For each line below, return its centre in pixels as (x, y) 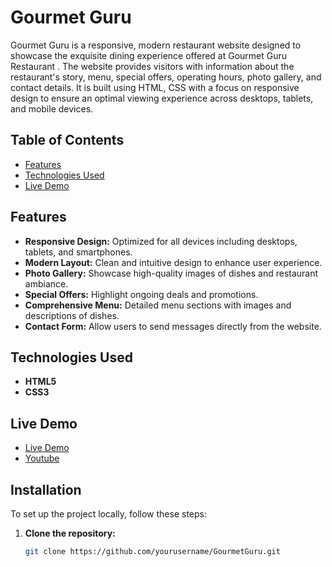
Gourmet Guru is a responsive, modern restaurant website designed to (156, 45)
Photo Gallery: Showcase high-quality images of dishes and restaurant (171, 273)
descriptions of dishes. (72, 315)
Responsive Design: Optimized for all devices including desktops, (161, 241)
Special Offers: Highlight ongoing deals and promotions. (141, 294)
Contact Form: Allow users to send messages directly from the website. (173, 326)
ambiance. (46, 283)
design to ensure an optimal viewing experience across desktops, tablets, (162, 98)
